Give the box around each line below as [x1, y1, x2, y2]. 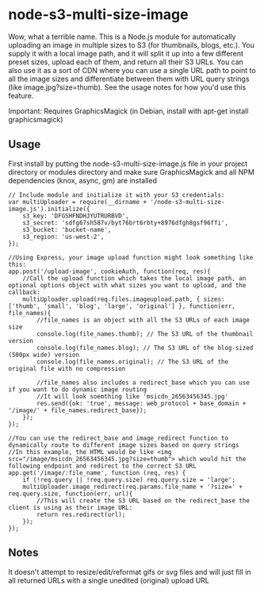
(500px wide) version [8, 351, 80, 359]
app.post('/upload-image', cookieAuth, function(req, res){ [8, 268, 212, 275]
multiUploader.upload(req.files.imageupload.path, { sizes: [22, 295, 225, 303]
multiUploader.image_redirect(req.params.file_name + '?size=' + [22, 483, 243, 491]
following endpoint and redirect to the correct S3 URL [8, 462, 197, 470]
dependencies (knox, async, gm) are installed [8, 175, 157, 185]
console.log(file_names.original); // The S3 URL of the [36, 357, 228, 366]
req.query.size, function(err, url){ [8, 490, 133, 498]
